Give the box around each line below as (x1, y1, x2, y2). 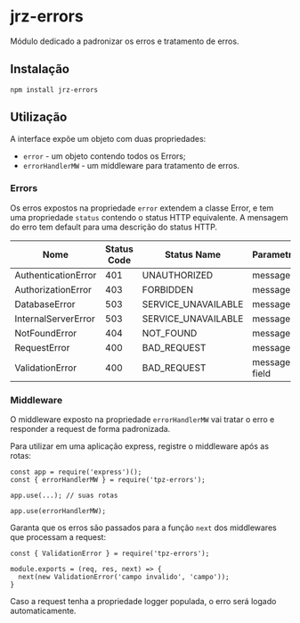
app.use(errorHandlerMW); (10, 507, 106, 516)
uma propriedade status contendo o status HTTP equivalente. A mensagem (10, 212, 288, 222)
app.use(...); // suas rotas (10, 491, 118, 501)
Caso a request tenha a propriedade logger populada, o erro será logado (10, 596, 277, 607)
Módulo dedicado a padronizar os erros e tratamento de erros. (10, 36, 239, 46)
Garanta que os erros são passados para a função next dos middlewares (10, 522, 277, 533)
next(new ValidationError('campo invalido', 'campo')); (18, 573, 230, 582)
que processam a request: (10, 532, 106, 543)
